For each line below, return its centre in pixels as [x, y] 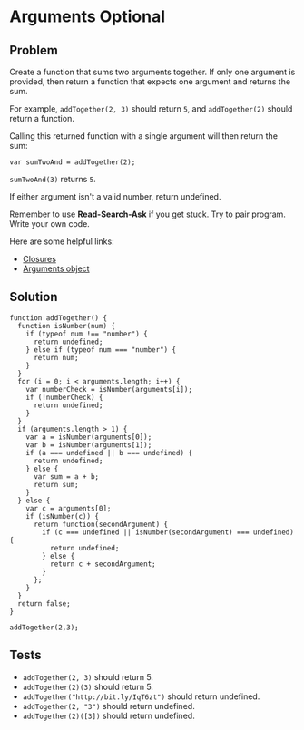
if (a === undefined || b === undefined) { [109, 453]
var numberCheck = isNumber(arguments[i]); [109, 389]
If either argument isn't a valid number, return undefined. [115, 196]
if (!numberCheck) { [64, 397]
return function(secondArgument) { [101, 524]
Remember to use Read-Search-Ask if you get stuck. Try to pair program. [147, 214]
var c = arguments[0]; [69, 508]
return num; [56, 357]
